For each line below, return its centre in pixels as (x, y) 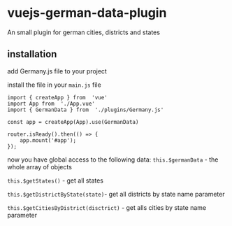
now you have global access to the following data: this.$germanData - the (113, 160)
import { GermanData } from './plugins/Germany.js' (86, 110)
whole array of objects (39, 167)
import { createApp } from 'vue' (58, 97)
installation (32, 54)
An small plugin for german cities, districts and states (84, 32)
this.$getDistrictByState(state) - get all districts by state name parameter (116, 194)
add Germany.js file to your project (57, 71)
